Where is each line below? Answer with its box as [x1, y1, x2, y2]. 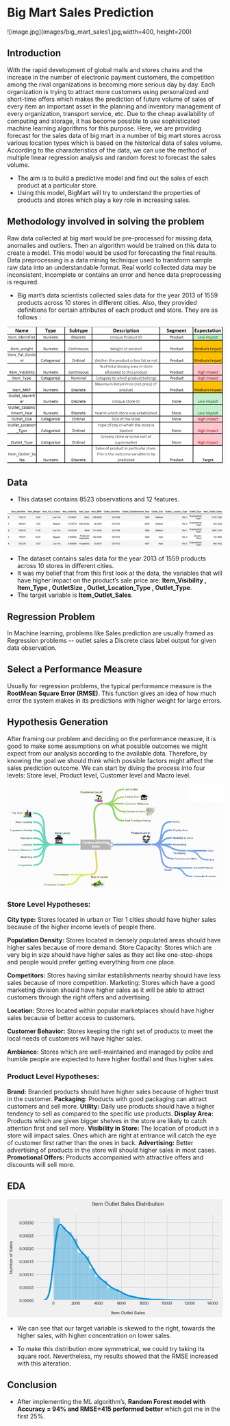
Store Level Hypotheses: [7, 900, 91, 909]
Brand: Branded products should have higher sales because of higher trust [7, 1087, 219, 1096]
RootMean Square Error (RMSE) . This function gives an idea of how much [7, 689, 217, 697]
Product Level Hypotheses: [7, 1072, 100, 1081]
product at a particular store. [16, 181, 98, 190]
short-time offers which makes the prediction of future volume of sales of [7, 95, 214, 103]
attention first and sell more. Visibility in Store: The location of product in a [7, 1124, 219, 1132]
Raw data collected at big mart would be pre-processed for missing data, [7, 234, 214, 242]
